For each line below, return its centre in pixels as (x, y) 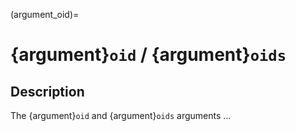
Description (47, 91)
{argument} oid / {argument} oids (148, 55)
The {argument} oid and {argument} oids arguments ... (121, 115)
